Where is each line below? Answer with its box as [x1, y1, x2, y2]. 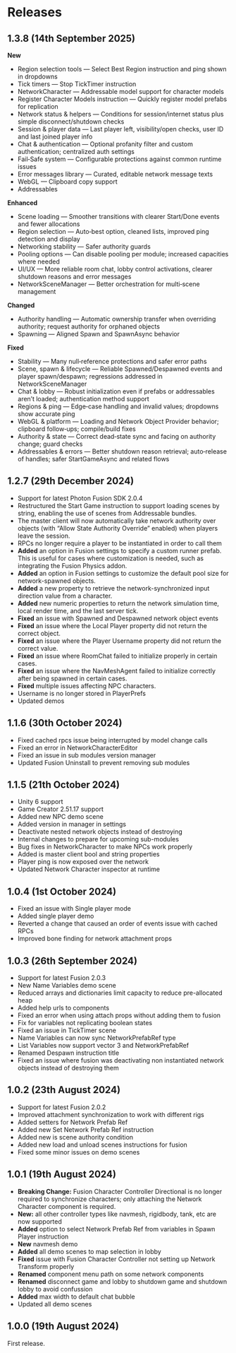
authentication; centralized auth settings [17, 148, 135, 155]
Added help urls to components [17, 1004, 110, 1012]
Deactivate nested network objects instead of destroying [17, 827, 183, 836]
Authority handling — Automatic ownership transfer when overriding [17, 315, 216, 323]
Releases [7, 4, 62, 20]
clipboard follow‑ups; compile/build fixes [17, 425, 136, 433]
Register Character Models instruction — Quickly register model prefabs [17, 95, 228, 103]
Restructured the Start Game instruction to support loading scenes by [17, 501, 220, 509]
